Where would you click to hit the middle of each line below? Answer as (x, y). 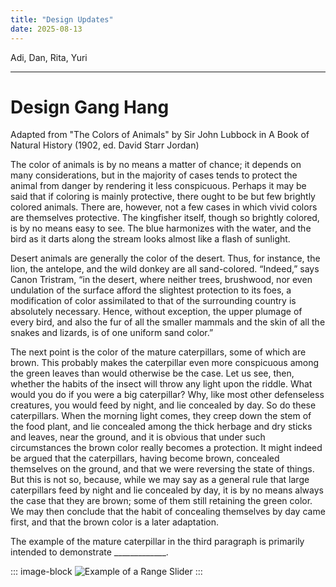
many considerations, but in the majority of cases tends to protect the (154, 175)
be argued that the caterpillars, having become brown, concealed (145, 458)
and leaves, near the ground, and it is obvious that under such (138, 437)
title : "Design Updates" (62, 19)
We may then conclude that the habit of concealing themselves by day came (168, 512)
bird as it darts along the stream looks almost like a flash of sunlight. (150, 239)
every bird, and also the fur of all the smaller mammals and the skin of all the (168, 322)
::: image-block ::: (106, 572)
